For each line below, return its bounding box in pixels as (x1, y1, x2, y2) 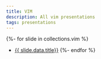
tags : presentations (6, 19, 57, 25)
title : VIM (6, 8, 33, 15)
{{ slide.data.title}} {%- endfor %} (14, 47, 96, 54)
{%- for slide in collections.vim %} (6, 36, 89, 43)
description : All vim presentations (6, 14, 95, 20)
